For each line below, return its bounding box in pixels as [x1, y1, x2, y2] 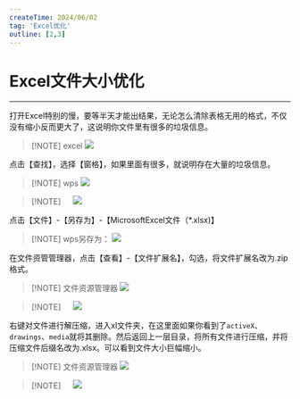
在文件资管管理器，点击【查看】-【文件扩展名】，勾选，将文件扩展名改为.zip [9, 253, 288, 263]
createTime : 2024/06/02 [9, 12, 98, 22]
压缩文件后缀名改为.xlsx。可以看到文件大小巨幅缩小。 [9, 343, 207, 353]
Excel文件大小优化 [9, 71, 145, 91]
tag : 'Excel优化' [9, 21, 71, 30]
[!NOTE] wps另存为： [30, 234, 110, 245]
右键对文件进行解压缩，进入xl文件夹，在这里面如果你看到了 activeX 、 [9, 320, 263, 331]
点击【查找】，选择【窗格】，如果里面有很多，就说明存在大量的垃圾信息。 [9, 159, 275, 170]
